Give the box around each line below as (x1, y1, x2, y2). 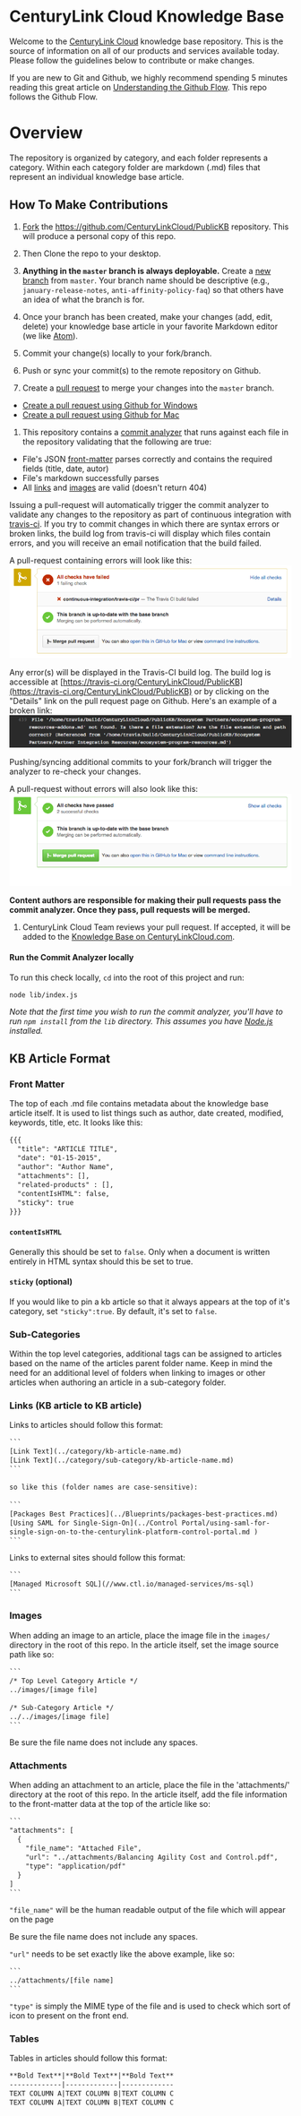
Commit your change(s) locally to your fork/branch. (21, 348, 212, 358)
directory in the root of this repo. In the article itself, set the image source (9, 1639, 279, 1650)
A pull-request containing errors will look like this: (9, 555, 193, 565)
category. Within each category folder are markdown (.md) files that (9, 161, 261, 172)
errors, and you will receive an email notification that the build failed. (9, 538, 262, 548)
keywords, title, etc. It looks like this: (9, 1117, 143, 1128)
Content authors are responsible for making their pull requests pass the (9, 895, 281, 906)
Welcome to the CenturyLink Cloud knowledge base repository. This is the (9, 36, 284, 47)
